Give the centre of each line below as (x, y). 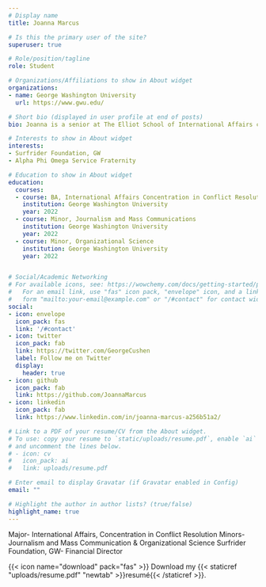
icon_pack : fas (40, 322)
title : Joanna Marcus (44, 23)
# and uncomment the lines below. (65, 446)
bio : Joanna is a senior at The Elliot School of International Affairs (131, 124)
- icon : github (33, 380)
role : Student (32, 67)
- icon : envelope (37, 314)
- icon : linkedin (37, 402)
